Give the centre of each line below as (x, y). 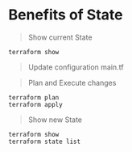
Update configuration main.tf (76, 67)
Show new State (55, 120)
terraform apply (35, 104)
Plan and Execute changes (72, 82)
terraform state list (45, 141)
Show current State (60, 37)
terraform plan (34, 97)
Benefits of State (66, 15)
